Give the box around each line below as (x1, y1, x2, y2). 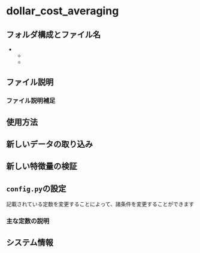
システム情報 (6, 237, 54, 248)
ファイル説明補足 (6, 97, 56, 105)
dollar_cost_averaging (6, 4, 119, 18)
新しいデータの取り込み (6, 139, 93, 150)
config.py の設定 (6, 184, 66, 194)
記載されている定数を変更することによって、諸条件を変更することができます (6, 200, 195, 208)
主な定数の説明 (6, 217, 50, 225)
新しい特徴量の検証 (6, 161, 77, 172)
